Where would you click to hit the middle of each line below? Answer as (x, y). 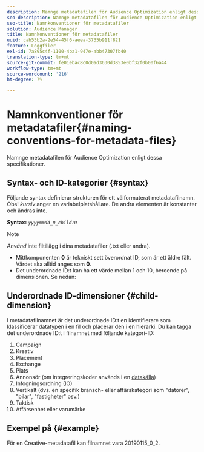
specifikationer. (26, 164)
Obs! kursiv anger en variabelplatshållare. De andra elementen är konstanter (102, 204)
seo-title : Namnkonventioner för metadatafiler (68, 23)
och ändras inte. (27, 211)
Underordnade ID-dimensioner (66, 296)
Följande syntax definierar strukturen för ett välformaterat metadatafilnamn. (101, 197)
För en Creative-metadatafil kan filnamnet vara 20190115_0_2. (84, 443)
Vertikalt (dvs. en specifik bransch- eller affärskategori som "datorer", (103, 390)
